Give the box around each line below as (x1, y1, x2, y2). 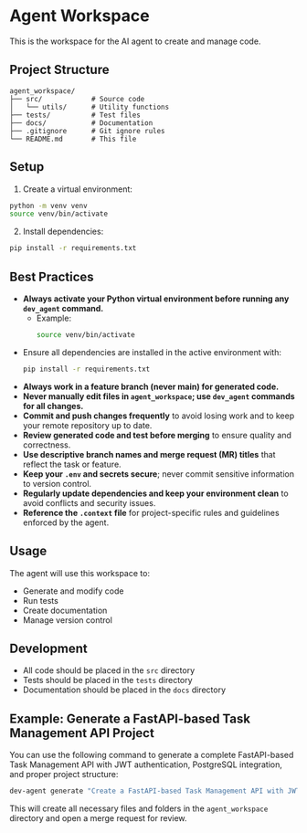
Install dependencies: (22, 226, 104, 237)
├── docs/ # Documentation (9, 118, 153, 128)
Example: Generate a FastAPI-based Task (9, 711, 251, 726)
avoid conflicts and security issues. (22, 497, 156, 508)
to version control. (22, 478, 92, 489)
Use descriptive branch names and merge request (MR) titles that (22, 448, 276, 459)
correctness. (22, 439, 71, 450)
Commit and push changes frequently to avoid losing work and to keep (22, 410, 295, 421)
